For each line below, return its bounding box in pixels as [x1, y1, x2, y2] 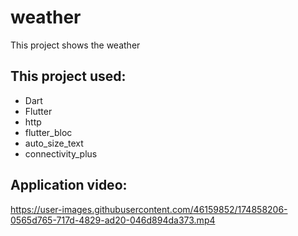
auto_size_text [24, 137, 84, 149]
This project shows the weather [10, 39, 141, 51]
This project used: [10, 68, 127, 85]
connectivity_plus [24, 147, 98, 160]
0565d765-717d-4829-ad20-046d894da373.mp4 [10, 214, 216, 226]
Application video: [10, 177, 128, 194]
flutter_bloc [24, 126, 73, 138]
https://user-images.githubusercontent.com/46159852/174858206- [10, 203, 288, 215]
